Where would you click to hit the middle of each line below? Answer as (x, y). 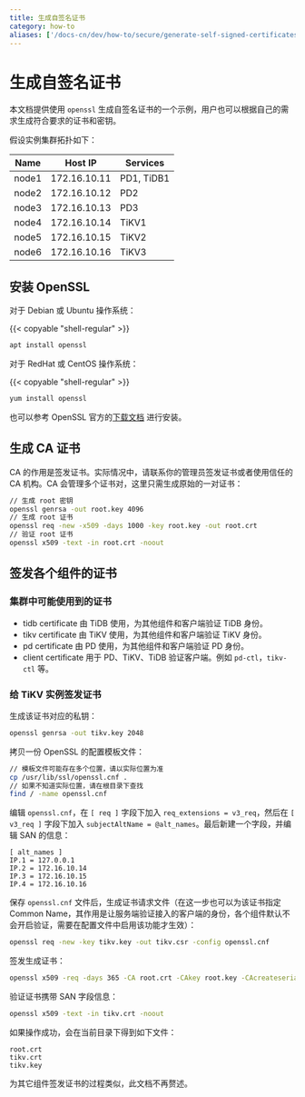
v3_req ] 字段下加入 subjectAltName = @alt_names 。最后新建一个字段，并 (147, 824)
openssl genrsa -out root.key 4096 (77, 509)
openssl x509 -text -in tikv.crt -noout (87, 1014)
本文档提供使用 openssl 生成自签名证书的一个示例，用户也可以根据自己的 (145, 109)
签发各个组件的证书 (63, 573)
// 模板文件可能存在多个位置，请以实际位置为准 (87, 769)
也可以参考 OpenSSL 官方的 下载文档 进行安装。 (98, 417)
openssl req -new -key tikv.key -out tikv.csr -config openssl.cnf (140, 942)
